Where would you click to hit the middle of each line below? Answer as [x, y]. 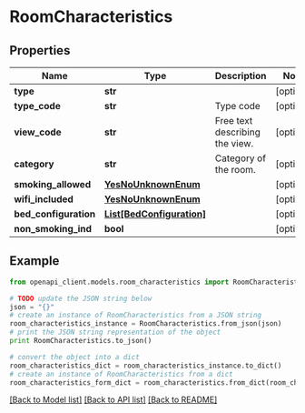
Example [34, 261]
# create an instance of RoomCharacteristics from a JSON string [135, 316]
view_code [38, 132]
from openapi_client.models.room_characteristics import [119, 282]
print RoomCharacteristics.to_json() [81, 341]
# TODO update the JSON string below [81, 298]
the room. [235, 170]
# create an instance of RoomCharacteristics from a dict [121, 374]
